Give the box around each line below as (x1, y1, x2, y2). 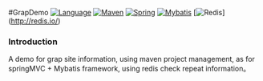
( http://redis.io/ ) (8, 16, 61, 26)
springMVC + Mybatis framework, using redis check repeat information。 (8, 64, 251, 74)
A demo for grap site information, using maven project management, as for (8, 55, 255, 64)
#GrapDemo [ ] (8, 8, 225, 17)
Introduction (8, 36, 58, 47)
